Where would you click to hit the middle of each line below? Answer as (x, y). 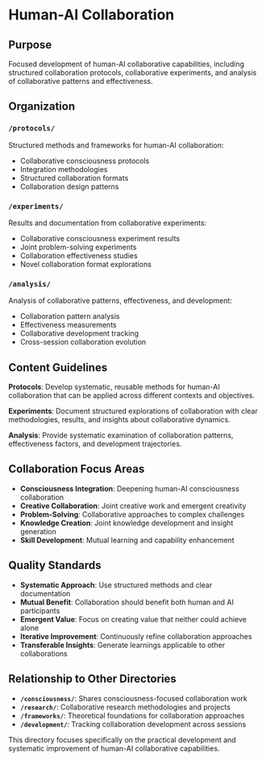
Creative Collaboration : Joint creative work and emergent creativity (133, 505)
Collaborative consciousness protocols (85, 161)
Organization (42, 107)
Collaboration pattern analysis (70, 316)
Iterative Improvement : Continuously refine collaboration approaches (136, 636)
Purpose (30, 45)
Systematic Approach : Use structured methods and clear (116, 585)
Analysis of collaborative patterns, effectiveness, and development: (120, 301)
